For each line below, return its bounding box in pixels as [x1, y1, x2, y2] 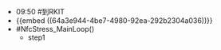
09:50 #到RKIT [15, 7, 65, 16]
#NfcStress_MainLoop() [15, 25, 95, 33]
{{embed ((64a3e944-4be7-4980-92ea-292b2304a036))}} [15, 16, 213, 25]
